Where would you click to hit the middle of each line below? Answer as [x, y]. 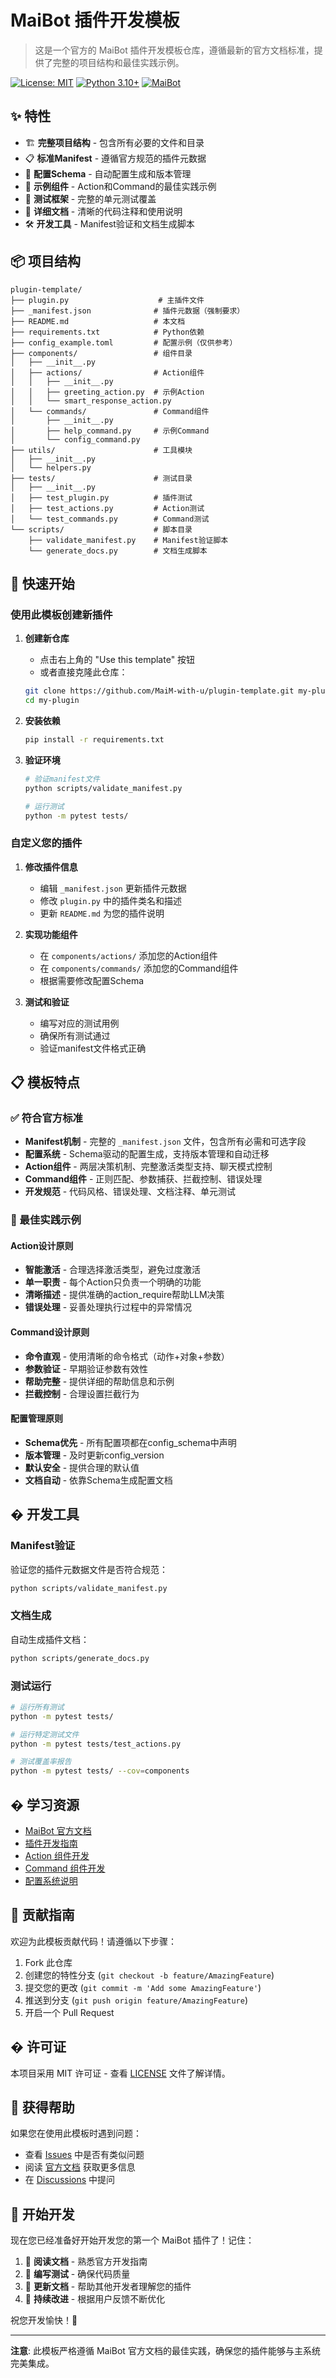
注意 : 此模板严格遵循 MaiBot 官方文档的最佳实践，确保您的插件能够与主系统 [165, 2351]
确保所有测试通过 [75, 1035]
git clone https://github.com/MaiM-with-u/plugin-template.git [159, 691]
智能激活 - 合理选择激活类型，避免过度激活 [113, 1270]
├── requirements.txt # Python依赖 [107, 332]
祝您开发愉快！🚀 [44, 2320]
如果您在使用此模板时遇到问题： [76, 2133]
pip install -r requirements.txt [94, 740]
